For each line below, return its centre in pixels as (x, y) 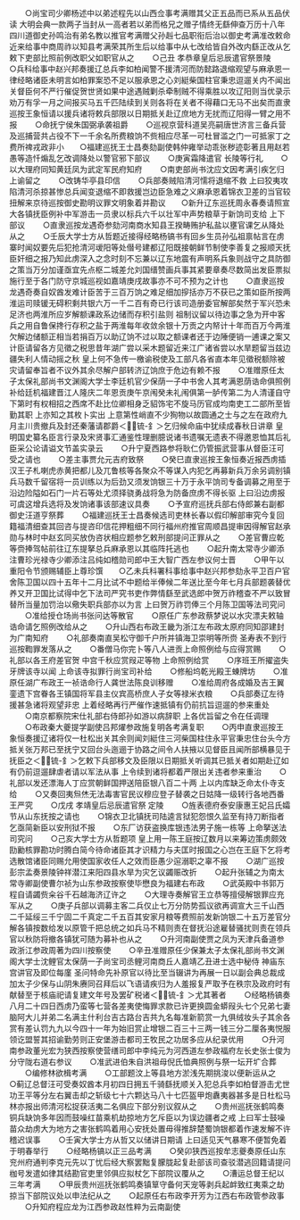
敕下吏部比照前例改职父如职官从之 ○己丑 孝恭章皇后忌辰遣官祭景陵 (140, 58)
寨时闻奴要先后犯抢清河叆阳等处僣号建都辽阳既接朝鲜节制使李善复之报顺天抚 (150, 247)
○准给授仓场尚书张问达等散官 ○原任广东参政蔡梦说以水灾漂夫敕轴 (154, 615)
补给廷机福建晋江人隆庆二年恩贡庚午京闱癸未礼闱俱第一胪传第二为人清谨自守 (150, 392)
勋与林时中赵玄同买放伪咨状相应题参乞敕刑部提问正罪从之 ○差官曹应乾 (147, 537)
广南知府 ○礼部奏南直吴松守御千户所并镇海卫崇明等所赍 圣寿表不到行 (152, 638)
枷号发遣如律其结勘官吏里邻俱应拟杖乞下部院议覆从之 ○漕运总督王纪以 (147, 1173)
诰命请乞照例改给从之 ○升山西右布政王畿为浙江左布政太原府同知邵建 (143, 627)
